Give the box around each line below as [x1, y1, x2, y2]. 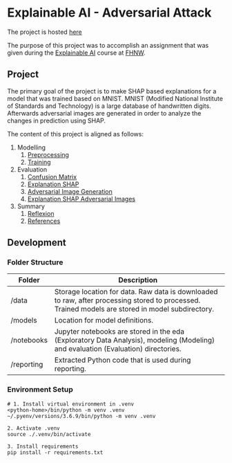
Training [27, 158, 51, 166]
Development [7, 237, 67, 248]
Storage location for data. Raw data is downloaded [54, 287, 218, 297]
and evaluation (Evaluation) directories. [54, 344, 182, 354]
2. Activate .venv [7, 424, 60, 432]
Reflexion [27, 209, 55, 217]
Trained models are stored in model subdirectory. [54, 305, 214, 314]
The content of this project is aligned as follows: [7, 129, 144, 138]
